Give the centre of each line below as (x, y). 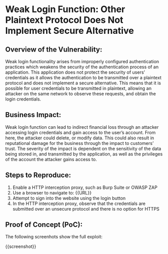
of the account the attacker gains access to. (51, 159)
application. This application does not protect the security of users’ (75, 72)
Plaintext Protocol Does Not (64, 20)
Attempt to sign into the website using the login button (69, 198)
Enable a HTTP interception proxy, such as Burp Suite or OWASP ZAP (85, 187)
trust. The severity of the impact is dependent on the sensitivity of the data (83, 148)
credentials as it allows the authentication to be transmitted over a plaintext (83, 78)
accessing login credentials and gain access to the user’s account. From (80, 132)
